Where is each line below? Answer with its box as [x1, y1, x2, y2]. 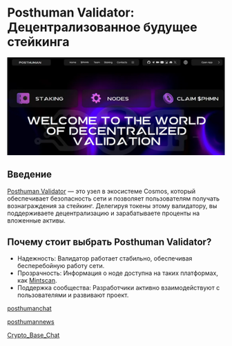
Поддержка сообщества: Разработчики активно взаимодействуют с [17, 284, 220, 292]
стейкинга [7, 34, 70, 50]
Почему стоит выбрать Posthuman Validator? [7, 236, 212, 248]
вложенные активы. [7, 216, 66, 225]
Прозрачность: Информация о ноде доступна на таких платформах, [17, 269, 219, 277]
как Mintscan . [17, 276, 57, 285]
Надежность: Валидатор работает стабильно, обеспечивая [17, 254, 193, 263]
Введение [7, 169, 52, 181]
